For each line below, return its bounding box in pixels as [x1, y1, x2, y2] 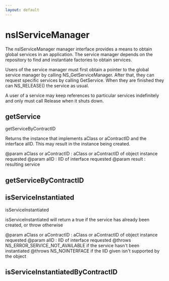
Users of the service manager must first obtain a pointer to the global [5, 66, 149, 72]
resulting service [5, 161, 40, 167]
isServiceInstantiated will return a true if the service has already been [5, 216, 150, 222]
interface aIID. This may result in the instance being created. [5, 141, 131, 147]
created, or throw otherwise [5, 222, 63, 228]
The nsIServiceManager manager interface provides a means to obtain [5, 46, 152, 52]
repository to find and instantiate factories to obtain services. [5, 57, 132, 63]
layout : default [5, 7, 39, 13]
